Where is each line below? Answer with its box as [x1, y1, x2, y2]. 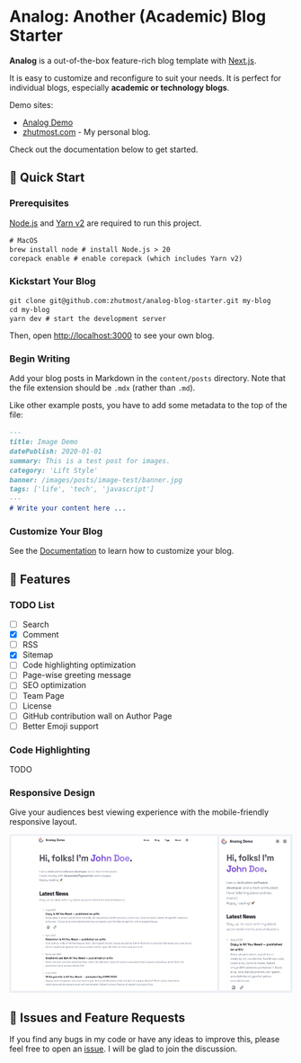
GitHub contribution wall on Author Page [22, 710, 173, 721]
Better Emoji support [22, 720, 99, 731]
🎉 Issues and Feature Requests [9, 1010, 186, 1025]
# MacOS [9, 236, 39, 245]
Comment [22, 630, 59, 640]
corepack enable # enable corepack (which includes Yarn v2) [9, 254, 243, 263]
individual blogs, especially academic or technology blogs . [9, 82, 230, 93]
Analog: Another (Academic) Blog [9, 6, 267, 27]
